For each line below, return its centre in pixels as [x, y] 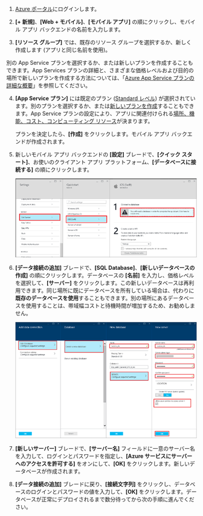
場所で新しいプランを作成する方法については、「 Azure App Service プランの [100, 78]
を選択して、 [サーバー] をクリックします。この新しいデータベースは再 [102, 283]
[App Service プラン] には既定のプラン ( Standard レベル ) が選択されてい [105, 98]
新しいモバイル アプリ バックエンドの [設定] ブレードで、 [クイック [98, 154]
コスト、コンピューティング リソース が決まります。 [89, 121]
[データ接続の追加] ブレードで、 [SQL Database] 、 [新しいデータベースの [105, 267]
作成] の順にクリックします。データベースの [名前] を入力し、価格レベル [105, 275]
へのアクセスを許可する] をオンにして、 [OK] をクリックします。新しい [102, 463]
